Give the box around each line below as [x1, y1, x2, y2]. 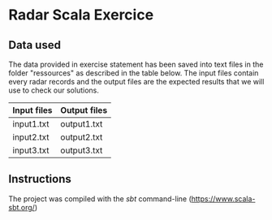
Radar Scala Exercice [8, 6, 154, 24]
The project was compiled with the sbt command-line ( [8, 193, 192, 204]
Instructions [8, 172, 71, 186]
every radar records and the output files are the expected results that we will [8, 77, 265, 86]
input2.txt [12, 132, 50, 143]
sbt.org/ [8, 202, 35, 212]
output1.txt [60, 119, 103, 129]
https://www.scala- [191, 193, 256, 204]
